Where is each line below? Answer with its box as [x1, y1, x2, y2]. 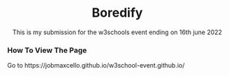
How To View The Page [7, 45, 87, 55]
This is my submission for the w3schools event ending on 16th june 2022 [13, 28, 222, 36]
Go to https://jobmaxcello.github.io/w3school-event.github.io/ [7, 61, 185, 70]
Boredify [91, 5, 143, 21]
